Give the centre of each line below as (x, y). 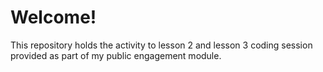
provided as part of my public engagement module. (116, 55)
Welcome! (53, 17)
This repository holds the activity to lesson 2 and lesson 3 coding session (161, 45)
